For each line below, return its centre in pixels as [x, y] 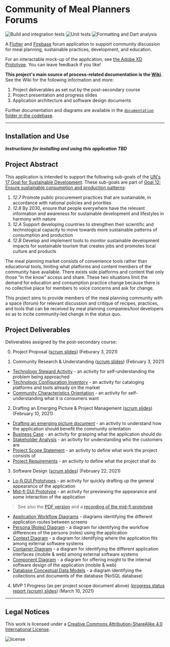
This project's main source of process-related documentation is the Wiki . [84, 74]
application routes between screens [50, 522]
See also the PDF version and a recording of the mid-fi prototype [85, 507]
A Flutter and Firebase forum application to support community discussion [83, 44]
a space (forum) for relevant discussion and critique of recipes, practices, [82, 303]
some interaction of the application [49, 497]
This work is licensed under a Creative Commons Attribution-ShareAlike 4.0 [84, 624]
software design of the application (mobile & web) [65, 565]
